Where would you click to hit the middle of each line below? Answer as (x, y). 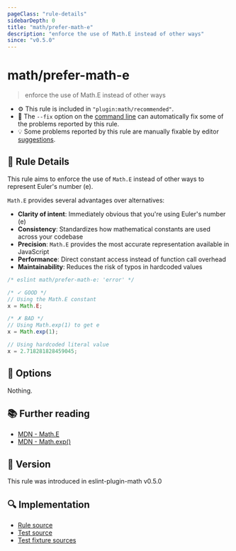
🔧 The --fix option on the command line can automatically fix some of (120, 116)
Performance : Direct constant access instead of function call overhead (122, 259)
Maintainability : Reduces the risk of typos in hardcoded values (110, 266)
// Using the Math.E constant (52, 299)
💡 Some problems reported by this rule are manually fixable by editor (118, 131)
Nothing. (20, 391)
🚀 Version (29, 464)
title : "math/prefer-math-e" (50, 27)
